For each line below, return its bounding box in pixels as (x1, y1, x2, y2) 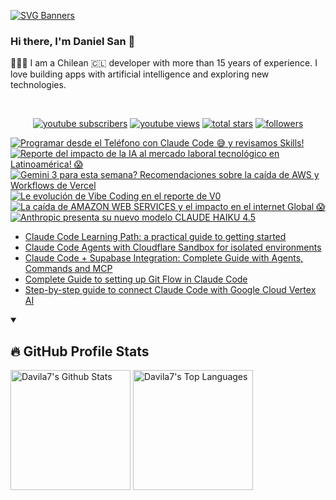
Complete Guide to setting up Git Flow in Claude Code (24, 273, 248, 285)
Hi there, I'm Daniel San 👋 (10, 34, 136, 48)
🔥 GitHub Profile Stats (10, 343, 150, 360)
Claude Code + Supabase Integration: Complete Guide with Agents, (24, 252, 304, 264)
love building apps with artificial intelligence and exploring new (10, 68, 270, 80)
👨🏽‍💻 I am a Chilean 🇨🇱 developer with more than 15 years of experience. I (10, 57, 318, 69)
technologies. (10, 79, 67, 91)
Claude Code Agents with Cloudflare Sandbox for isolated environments (24, 241, 322, 254)
